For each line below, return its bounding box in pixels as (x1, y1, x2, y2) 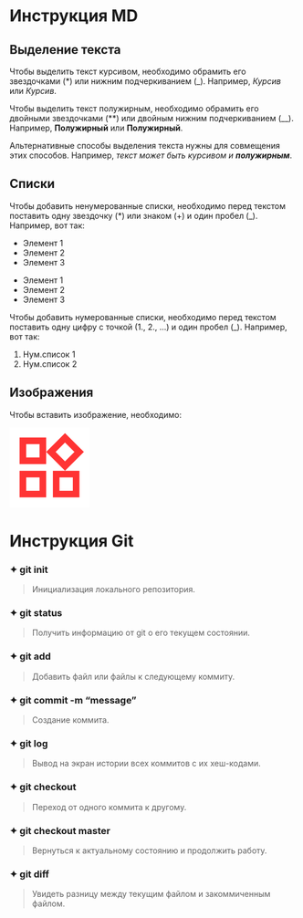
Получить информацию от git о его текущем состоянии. (31, 627, 251, 639)
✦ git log (9, 736, 48, 749)
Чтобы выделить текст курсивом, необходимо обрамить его (9, 66, 246, 77)
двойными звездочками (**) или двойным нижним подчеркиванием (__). (9, 113, 294, 123)
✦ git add (9, 650, 52, 662)
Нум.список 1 (22, 349, 76, 360)
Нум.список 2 (22, 358, 78, 370)
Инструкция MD (9, 5, 139, 26)
